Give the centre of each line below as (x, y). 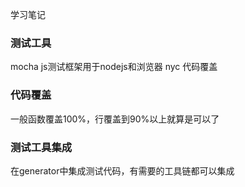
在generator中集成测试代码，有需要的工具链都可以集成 (122, 170)
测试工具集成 (41, 147)
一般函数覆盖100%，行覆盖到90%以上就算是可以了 (115, 119)
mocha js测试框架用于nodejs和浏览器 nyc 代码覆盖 (114, 67)
